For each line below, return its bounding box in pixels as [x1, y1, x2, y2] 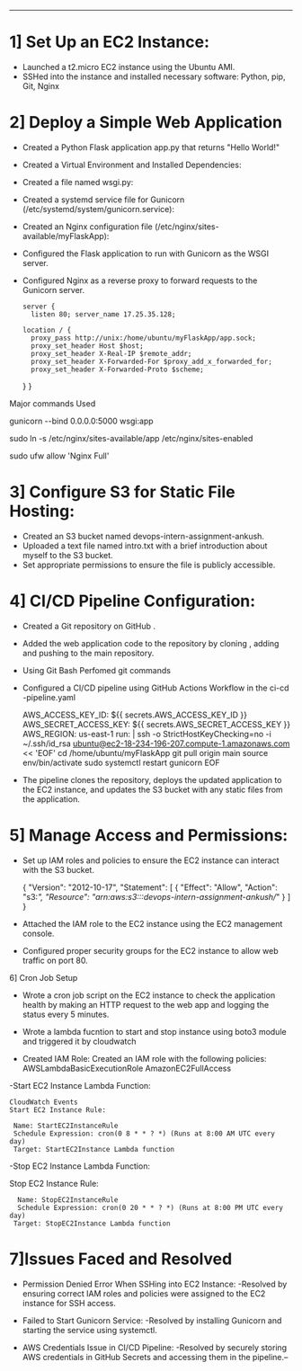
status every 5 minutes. [22, 1009, 110, 1019]
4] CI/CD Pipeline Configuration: [9, 591, 256, 611]
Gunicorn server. [22, 284, 85, 295]
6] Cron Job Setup [9, 972, 78, 983]
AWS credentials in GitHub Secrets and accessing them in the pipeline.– [22, 1351, 289, 1362]
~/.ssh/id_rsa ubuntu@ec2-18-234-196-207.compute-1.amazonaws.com [22, 738, 290, 749]
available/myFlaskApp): [22, 230, 110, 241]
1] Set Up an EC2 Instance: [9, 32, 209, 52]
